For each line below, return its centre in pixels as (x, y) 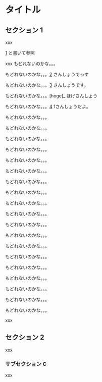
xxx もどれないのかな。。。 (32, 64)
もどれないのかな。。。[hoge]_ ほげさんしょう (51, 96)
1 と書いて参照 (20, 53)
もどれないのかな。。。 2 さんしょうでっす (47, 74)
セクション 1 (24, 30)
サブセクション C (26, 364)
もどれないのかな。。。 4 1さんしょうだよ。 (48, 106)
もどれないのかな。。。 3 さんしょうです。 (47, 85)
